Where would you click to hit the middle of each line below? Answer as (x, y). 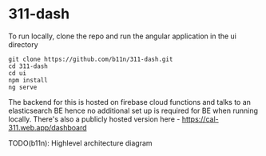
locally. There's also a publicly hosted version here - (94, 119)
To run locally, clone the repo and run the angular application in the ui (123, 36)
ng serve (23, 87)
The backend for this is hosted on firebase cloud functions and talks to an (130, 102)
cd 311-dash (28, 66)
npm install (28, 80)
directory (23, 44)
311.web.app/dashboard (48, 127)
